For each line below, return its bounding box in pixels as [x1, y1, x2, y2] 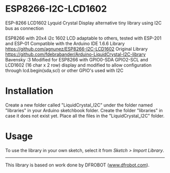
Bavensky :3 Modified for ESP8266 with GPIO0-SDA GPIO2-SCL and [5, 56, 148, 62]
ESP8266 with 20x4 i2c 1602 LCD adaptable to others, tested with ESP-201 [5, 35, 162, 41]
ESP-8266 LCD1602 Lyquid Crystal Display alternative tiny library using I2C [5, 20, 162, 26]
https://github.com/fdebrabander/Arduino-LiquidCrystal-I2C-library [5, 51, 146, 57]
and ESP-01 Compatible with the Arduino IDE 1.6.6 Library [5, 40, 125, 46]
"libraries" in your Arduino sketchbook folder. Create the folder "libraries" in [5, 107, 163, 113]
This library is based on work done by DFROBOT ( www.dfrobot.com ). [5, 162, 150, 168]
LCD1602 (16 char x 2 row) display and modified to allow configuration [5, 62, 152, 68]
